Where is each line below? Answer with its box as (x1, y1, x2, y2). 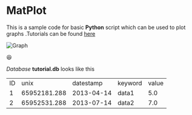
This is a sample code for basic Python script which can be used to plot (6, 24, 186, 31)
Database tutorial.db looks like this (6, 65, 95, 73)
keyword (118, 79, 142, 87)
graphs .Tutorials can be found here (6, 30, 96, 37)
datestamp (72, 79, 103, 87)
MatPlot (6, 4, 47, 18)
